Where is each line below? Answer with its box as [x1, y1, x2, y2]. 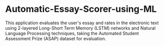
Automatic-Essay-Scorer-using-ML [5, 3, 157, 15]
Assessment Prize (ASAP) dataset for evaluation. [5, 36, 107, 42]
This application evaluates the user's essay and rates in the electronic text [5, 20, 159, 26]
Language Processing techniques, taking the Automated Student [5, 30, 139, 36]
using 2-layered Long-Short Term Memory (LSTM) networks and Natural [5, 25, 156, 31]
